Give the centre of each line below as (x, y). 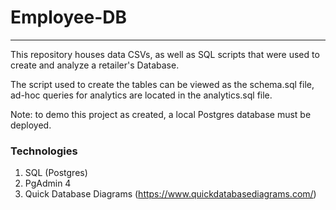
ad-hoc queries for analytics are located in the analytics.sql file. (141, 95)
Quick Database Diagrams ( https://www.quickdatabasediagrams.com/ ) (170, 194)
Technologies (44, 151)
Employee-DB (69, 17)
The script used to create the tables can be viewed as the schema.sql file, (162, 84)
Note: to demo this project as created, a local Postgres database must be (161, 114)
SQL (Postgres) (56, 173)
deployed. (31, 125)
